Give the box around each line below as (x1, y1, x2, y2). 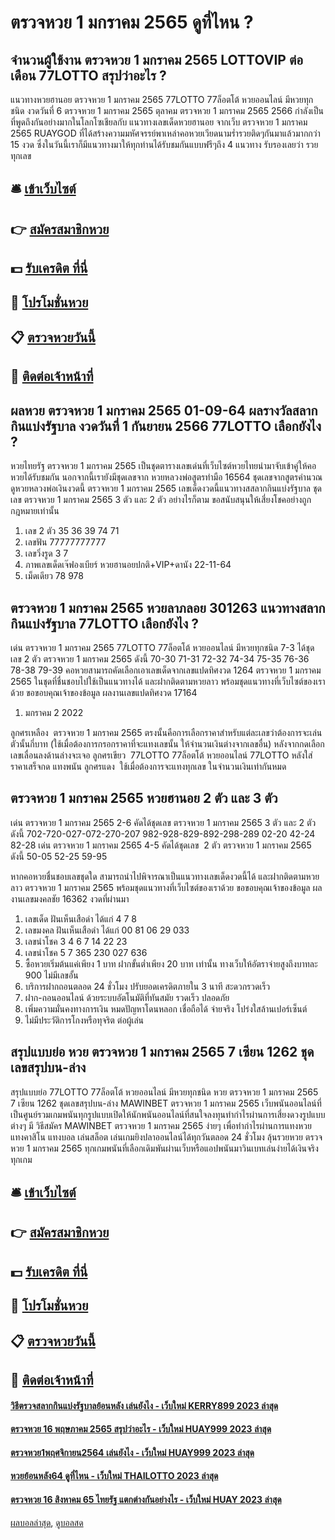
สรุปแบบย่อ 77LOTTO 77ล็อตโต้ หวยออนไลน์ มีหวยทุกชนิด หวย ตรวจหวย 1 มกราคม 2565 (10, 1086, 319, 1098)
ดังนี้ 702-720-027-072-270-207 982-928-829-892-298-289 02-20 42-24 (10, 827, 316, 840)
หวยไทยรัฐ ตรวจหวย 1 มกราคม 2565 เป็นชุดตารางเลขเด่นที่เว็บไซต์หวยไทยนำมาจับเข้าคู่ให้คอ (10, 460, 317, 472)
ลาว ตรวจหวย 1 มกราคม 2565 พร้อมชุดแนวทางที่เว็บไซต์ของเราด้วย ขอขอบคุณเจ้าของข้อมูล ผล (10, 881, 323, 893)
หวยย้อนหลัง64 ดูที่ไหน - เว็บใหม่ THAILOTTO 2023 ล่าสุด (10, 1470, 219, 1482)
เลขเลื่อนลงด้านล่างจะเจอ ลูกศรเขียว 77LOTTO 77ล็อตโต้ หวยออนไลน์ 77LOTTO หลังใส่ (10, 749, 313, 761)
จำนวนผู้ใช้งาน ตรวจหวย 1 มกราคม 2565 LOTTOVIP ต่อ (10, 51, 304, 68)
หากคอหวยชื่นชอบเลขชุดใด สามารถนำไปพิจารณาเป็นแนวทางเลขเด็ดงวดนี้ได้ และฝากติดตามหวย (10, 870, 320, 882)
